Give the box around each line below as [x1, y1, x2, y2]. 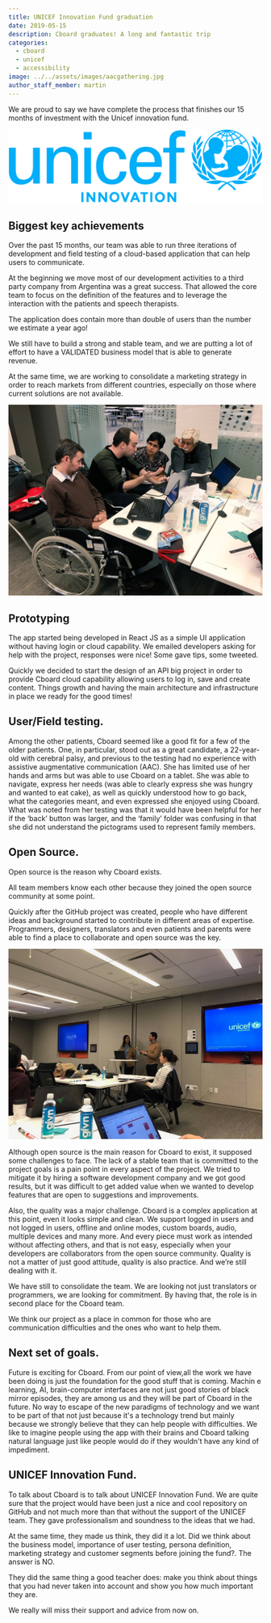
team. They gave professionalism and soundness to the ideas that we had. [8, 1515, 256, 1525]
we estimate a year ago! [8, 323, 89, 333]
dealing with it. [8, 1266, 57, 1276]
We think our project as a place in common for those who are [8, 1315, 211, 1324]
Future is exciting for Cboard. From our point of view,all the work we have [8, 1367, 252, 1377]
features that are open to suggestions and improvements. [8, 1190, 199, 1200]
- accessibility [15, 65, 70, 73]
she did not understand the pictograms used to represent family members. [8, 822, 256, 832]
